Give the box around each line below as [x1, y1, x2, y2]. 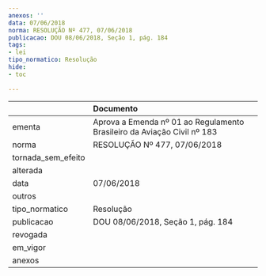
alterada [12, 164, 44, 176]
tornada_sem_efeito [12, 152, 85, 163]
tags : [8, 41, 26, 49]
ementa [12, 121, 41, 132]
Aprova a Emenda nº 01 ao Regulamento [93, 116, 245, 127]
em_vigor [12, 242, 46, 253]
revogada [12, 229, 47, 240]
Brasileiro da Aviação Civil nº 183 [93, 126, 218, 137]
